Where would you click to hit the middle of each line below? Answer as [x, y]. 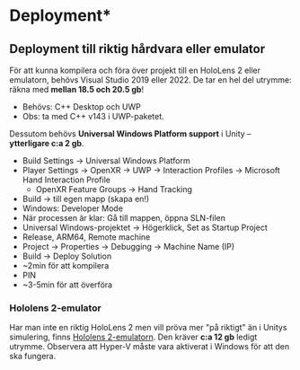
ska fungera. [33, 357]
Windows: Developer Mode [73, 208]
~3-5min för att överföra [67, 285]
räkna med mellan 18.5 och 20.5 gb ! [77, 89]
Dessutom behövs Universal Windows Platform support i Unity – [130, 134]
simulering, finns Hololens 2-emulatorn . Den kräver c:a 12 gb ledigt [133, 337]
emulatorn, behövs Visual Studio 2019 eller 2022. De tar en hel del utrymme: [150, 80]
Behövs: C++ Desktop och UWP [81, 107]
